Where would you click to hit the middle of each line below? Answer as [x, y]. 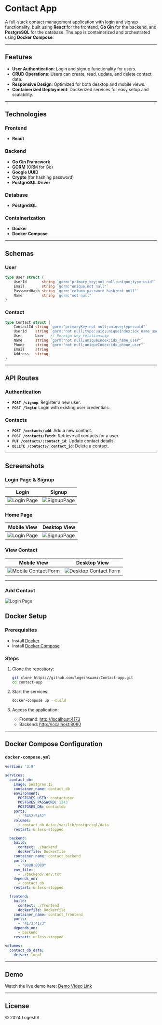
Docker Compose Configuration [54, 744]
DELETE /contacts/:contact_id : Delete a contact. [61, 446]
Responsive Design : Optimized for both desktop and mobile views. [79, 84]
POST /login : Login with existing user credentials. [61, 408]
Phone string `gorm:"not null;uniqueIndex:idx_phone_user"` [80, 345]
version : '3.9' [20, 767]
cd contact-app [27, 682]
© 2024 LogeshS [22, 1018]
